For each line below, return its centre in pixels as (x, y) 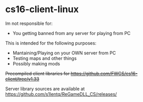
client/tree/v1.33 (22, 79)
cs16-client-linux (42, 9)
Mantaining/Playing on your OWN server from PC (64, 53)
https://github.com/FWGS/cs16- (104, 73)
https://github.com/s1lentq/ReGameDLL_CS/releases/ (61, 94)
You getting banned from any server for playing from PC (71, 33)
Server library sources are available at (45, 89)
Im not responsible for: (29, 23)
